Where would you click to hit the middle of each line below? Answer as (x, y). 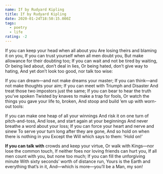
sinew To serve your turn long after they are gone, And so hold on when (77, 131)
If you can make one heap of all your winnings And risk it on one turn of (77, 116)
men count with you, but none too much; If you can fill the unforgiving (75, 156)
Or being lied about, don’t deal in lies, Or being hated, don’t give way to (77, 66)
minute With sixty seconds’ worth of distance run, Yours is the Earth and (78, 161)
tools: (19, 106)
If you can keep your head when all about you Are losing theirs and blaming (81, 50)
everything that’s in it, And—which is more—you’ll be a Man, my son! (74, 166)
